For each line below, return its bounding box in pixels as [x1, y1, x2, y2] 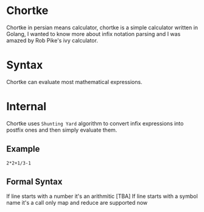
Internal [6, 100, 47, 113]
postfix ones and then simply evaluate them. [6, 126, 118, 133]
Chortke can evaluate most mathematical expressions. [6, 78, 142, 85]
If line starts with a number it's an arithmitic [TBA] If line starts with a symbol [6, 193, 198, 200]
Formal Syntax [6, 177, 63, 187]
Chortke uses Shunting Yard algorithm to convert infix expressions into [6, 119, 184, 127]
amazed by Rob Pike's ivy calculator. [6, 37, 99, 44]
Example [6, 144, 40, 154]
